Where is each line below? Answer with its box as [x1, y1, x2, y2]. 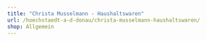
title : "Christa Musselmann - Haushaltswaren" [7, 10, 144, 17]
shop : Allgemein [7, 23, 54, 30]
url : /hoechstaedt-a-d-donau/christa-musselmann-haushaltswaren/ [7, 17, 200, 24]
